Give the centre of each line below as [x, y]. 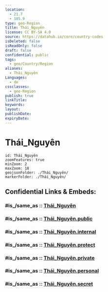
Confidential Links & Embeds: [51, 191]
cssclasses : [17, 87]
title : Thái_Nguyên [25, 28]
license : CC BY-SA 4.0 [28, 32]
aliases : [14, 69]
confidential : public [27, 55]
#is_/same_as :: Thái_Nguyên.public [49, 218]
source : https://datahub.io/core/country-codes [54, 37]
